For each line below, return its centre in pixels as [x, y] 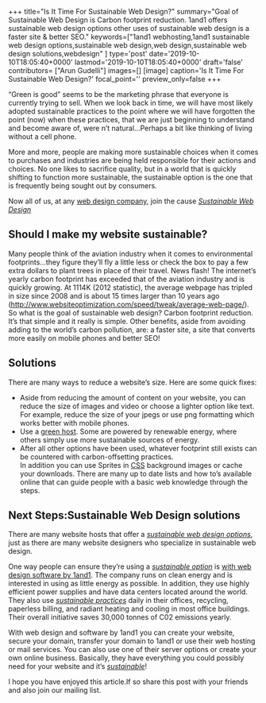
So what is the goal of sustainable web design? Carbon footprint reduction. [131, 312]
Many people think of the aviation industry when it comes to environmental [131, 253]
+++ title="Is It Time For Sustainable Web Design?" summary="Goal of [123, 12]
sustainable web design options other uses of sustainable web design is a [129, 28]
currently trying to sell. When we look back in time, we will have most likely [131, 103]
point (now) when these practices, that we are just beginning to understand [131, 120]
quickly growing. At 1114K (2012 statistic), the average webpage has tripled [130, 287]
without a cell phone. [42, 137]
